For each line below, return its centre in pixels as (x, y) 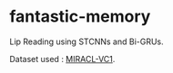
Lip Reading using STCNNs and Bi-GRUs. (86, 41)
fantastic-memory (80, 17)
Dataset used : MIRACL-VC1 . (62, 59)
